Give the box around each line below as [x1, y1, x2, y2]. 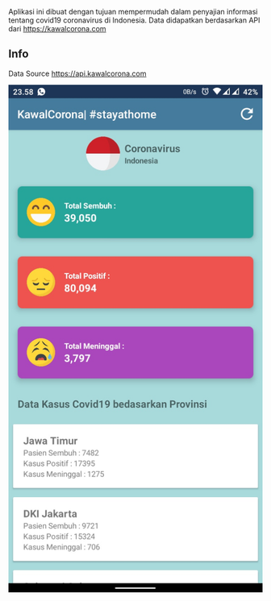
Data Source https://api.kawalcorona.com [8, 68, 147, 78]
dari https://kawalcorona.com [8, 24, 106, 33]
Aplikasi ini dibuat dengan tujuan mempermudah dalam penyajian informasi [8, 7, 258, 16]
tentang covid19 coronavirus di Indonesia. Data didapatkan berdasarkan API [8, 15, 261, 25]
